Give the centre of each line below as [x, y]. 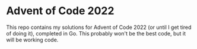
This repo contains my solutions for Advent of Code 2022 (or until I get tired [99, 27]
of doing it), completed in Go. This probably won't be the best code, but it [96, 33]
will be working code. [32, 40]
